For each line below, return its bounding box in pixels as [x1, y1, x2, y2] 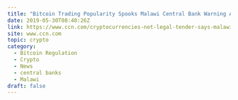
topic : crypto [7, 37, 50, 44]
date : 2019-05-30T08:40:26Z [7, 17, 91, 24]
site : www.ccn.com [7, 30, 62, 37]
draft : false [7, 82, 46, 89]
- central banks [13, 69, 62, 76]
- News [13, 63, 33, 70]
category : [7, 43, 37, 50]
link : [7, 23, 23, 30]
